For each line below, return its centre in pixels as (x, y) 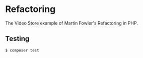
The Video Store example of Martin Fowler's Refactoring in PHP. (72, 23)
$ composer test (22, 50)
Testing (17, 39)
